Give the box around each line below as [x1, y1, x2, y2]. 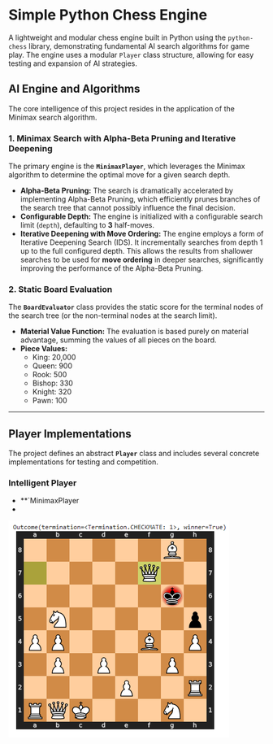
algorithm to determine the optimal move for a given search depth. [8, 170, 231, 180]
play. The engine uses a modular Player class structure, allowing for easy [8, 50, 254, 59]
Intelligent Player [8, 477, 77, 489]
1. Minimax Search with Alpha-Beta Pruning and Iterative [8, 133, 236, 144]
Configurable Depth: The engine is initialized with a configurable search [19, 211, 263, 221]
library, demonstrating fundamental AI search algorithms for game [28, 41, 250, 50]
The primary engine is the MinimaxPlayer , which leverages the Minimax [8, 161, 245, 172]
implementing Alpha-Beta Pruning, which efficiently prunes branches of [19, 194, 261, 204]
